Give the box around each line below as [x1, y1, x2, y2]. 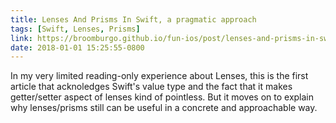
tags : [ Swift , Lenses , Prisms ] [10, 24, 141, 34]
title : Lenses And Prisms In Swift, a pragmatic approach [10, 14, 257, 25]
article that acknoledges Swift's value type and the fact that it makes [10, 81, 293, 93]
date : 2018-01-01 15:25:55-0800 [10, 42, 145, 53]
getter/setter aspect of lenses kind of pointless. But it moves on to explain [10, 91, 315, 103]
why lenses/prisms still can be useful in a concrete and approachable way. [10, 102, 318, 114]
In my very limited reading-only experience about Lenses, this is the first [10, 70, 309, 82]
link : [10, 33, 33, 43]
